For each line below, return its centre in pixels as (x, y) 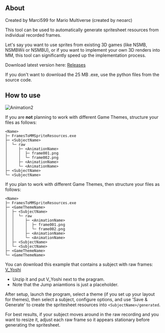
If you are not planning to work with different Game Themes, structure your (82, 117)
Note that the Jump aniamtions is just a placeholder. (65, 284)
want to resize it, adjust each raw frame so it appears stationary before (78, 320)
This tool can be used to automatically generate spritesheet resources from (82, 30)
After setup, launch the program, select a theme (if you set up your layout (80, 294)
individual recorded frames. (33, 35)
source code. (19, 80)
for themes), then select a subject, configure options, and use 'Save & (76, 299)
